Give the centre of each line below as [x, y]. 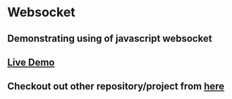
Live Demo [31, 62]
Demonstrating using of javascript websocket [110, 39]
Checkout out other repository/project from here [116, 87]
